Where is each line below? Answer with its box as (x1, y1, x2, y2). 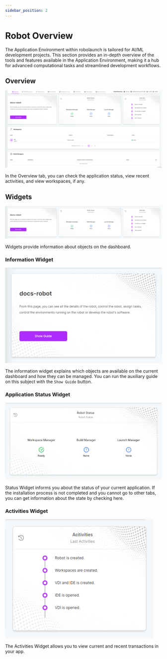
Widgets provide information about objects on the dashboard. (5, 244, 132, 250)
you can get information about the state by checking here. (5, 495, 124, 501)
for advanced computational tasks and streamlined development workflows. (5, 62, 161, 68)
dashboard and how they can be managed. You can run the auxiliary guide (5, 374, 158, 379)
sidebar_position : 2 (5, 8, 48, 13)
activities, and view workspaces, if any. (5, 178, 85, 184)
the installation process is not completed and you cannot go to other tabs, (5, 490, 157, 496)
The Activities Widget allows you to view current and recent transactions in (5, 643, 159, 649)
